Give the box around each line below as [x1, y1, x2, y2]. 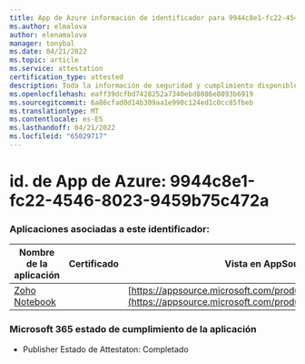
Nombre [19, 247, 55, 259]
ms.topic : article [9, 56, 79, 65]
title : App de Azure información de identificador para [9, 13, 225, 23]
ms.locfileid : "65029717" [9, 132, 107, 141]
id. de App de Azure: [9, 171, 167, 192]
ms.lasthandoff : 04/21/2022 [9, 124, 116, 133]
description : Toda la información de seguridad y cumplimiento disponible [9, 81, 299, 90]
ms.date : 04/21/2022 [9, 47, 88, 56]
